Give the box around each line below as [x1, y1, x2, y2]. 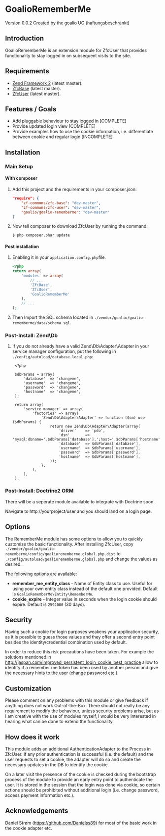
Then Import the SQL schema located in [12, 314, 94, 320]
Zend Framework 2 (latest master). [12, 80, 83, 86]
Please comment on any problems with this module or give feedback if [5, 697, 148, 703]
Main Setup [5, 163, 33, 170]
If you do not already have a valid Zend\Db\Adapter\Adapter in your [12, 343, 149, 349]
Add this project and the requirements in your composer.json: [12, 186, 137, 192]
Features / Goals [5, 105, 57, 113]
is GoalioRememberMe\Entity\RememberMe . [12, 590, 94, 597]
